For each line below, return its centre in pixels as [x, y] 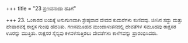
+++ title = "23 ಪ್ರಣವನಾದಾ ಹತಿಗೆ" [41, 8]
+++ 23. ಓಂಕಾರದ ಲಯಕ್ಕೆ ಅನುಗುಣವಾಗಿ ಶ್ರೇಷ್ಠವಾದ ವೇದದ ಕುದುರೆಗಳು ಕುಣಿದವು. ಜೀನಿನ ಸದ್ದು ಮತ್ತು [94, 20]
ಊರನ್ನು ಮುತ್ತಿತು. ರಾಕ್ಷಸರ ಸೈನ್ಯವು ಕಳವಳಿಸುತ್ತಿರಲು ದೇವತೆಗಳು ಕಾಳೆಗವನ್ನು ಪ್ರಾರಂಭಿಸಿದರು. [82, 33]
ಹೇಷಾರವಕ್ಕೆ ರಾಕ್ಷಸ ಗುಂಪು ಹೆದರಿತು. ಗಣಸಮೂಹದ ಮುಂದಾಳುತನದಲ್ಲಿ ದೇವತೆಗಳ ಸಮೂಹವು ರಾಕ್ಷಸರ [91, 26]
